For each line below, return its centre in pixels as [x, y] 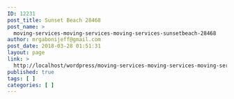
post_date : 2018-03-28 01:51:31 [54, 46]
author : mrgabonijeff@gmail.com [54, 40]
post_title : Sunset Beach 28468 [54, 20]
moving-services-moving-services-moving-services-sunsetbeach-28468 [115, 33]
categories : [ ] [31, 85]
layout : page [26, 53]
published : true [31, 72]
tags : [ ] [22, 78]
